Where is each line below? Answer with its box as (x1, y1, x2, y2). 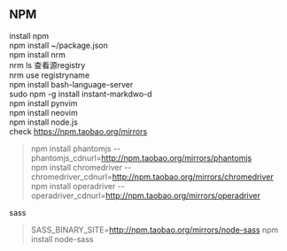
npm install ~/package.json (9, 40, 108, 50)
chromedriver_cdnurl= (30, 171, 112, 182)
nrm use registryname (9, 70, 90, 80)
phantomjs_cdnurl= (30, 152, 102, 163)
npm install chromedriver (30, 162, 122, 172)
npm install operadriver (30, 180, 116, 191)
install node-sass (30, 233, 94, 244)
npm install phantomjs (30, 143, 112, 154)
